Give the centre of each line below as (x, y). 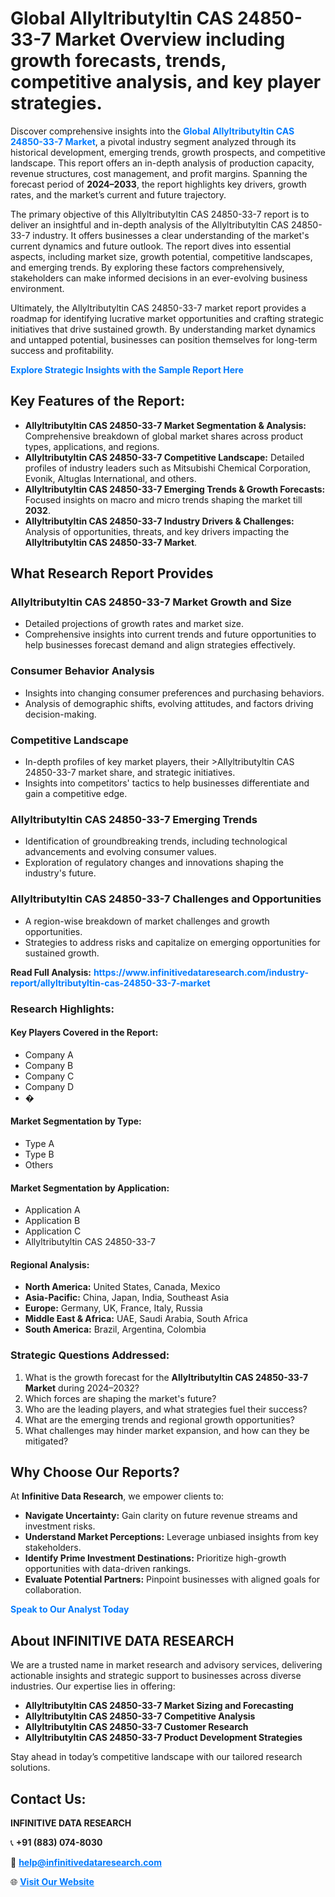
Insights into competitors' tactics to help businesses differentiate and (167, 783)
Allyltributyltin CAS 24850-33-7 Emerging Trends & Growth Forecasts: (175, 489)
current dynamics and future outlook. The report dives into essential (151, 246)
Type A (39, 1143)
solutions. (30, 1768)
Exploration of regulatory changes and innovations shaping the (154, 863)
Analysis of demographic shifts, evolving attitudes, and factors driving (169, 703)
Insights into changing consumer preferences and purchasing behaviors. (174, 693)
